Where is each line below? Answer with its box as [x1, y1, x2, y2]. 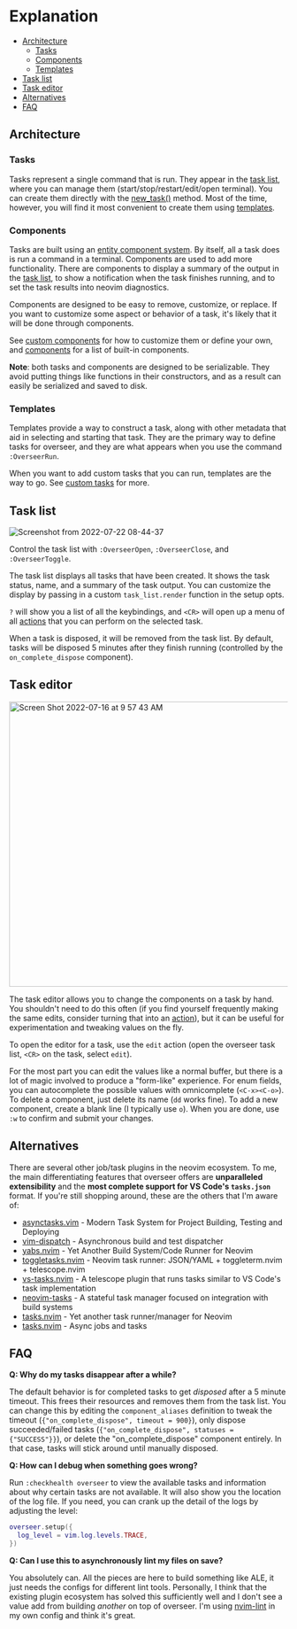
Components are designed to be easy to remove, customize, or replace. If [9, 299, 278, 309]
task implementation [21, 1283, 96, 1293]
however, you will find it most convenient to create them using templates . [9, 202, 276, 213]
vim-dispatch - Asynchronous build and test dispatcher [21, 1236, 224, 1246]
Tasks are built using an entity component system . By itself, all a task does [9, 244, 280, 254]
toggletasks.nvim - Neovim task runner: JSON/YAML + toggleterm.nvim [21, 1254, 283, 1265]
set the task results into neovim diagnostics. [9, 282, 170, 292]
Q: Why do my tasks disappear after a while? [9, 1369, 177, 1380]
